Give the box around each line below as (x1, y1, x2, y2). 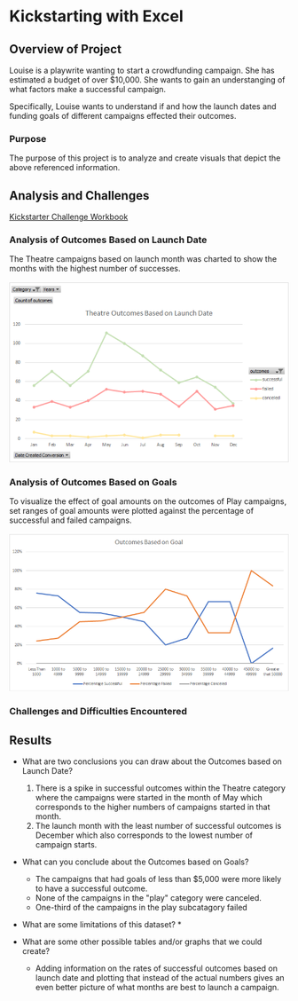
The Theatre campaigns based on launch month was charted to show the (9, 254, 278, 264)
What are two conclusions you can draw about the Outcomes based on (21, 756, 282, 767)
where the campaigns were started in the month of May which (35, 792, 263, 802)
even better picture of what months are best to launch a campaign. (35, 981, 279, 992)
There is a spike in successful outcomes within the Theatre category (35, 783, 286, 793)
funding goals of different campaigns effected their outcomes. (9, 111, 237, 121)
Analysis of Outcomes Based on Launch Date (9, 233, 208, 246)
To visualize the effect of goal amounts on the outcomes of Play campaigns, (9, 495, 286, 507)
